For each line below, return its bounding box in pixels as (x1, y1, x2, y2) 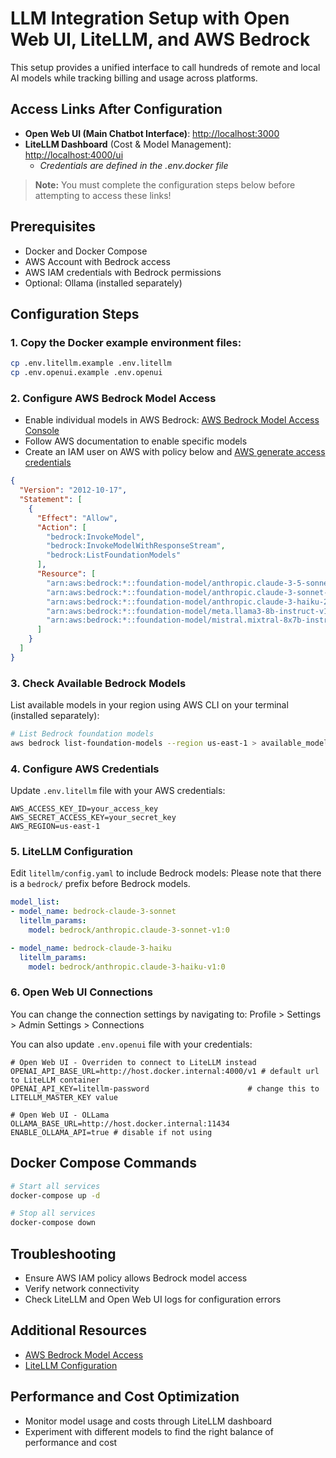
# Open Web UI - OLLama (10, 1110, 110, 1120)
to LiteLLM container (10, 1075, 101, 1085)
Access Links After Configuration (10, 101, 223, 118)
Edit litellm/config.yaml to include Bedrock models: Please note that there (10, 867, 322, 879)
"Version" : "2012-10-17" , (19, 485, 128, 496)
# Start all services (10, 1181, 101, 1191)
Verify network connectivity (24, 1282, 140, 1294)
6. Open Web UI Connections (10, 985, 153, 999)
